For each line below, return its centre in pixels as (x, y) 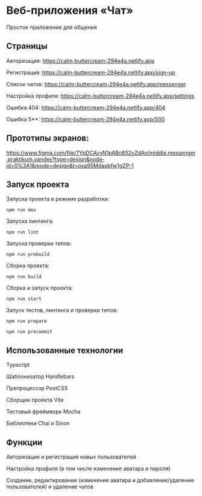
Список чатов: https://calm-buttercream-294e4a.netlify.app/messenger (96, 84)
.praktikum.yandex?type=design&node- (55, 159)
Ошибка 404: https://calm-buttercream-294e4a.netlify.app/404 (86, 107)
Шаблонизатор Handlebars (40, 377)
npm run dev (21, 210)
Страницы (27, 46)
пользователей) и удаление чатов (50, 487)
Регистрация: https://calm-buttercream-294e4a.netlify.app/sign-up (91, 72)
